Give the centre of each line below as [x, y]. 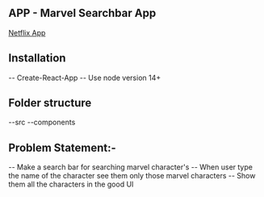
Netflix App [27, 32]
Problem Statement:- [63, 147]
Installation [37, 59]
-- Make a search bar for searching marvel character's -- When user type [130, 167]
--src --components [42, 122]
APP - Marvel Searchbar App [82, 13]
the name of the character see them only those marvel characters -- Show [132, 176]
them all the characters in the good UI [71, 184]
